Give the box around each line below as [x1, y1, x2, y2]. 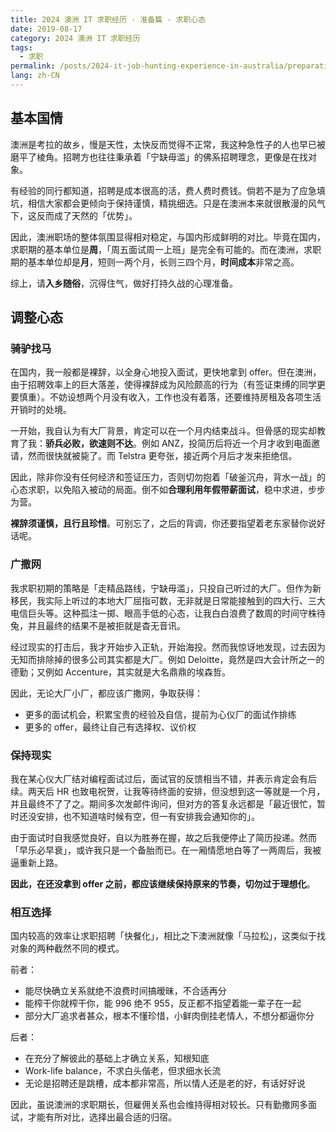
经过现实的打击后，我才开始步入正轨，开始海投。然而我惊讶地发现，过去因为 [10, 641, 326, 653]
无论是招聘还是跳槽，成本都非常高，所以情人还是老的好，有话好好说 [24, 1077, 306, 1090]
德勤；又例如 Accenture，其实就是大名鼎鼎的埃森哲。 [10, 666, 232, 678]
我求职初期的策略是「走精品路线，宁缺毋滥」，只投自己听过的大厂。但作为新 [10, 582, 322, 594]
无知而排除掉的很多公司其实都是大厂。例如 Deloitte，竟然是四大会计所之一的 [10, 653, 325, 665]
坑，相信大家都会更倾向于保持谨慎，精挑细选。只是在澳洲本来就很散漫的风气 [10, 197, 326, 209]
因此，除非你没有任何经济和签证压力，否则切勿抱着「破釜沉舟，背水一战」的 [10, 471, 326, 483]
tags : [10, 42, 33, 53]
